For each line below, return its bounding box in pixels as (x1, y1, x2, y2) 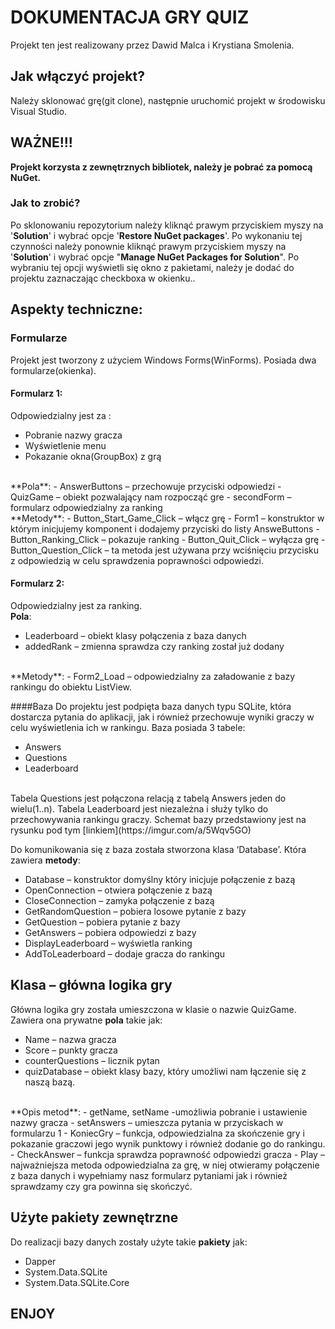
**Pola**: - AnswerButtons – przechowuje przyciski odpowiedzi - (10, 480, 282, 492)
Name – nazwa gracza (24, 1033, 117, 1045)
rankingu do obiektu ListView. (10, 681, 133, 693)
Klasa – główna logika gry (10, 977, 173, 994)
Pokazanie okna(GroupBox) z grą (24, 450, 162, 462)
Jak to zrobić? (10, 196, 81, 210)
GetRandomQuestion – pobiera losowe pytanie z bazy (24, 905, 247, 917)
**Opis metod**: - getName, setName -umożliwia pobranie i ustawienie (10, 1106, 308, 1118)
